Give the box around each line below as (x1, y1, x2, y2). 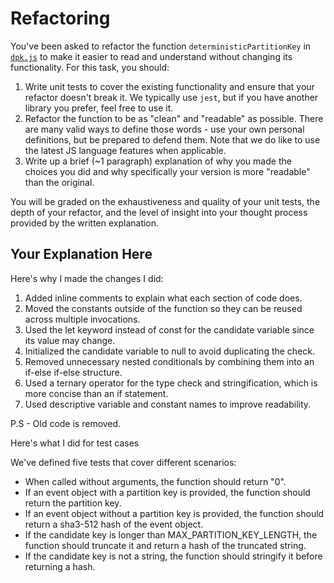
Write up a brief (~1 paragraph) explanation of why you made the (24, 155, 292, 167)
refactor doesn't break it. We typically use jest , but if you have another (24, 91, 319, 103)
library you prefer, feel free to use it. (24, 102, 174, 114)
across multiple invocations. (24, 313, 141, 325)
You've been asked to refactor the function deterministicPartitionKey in (10, 40, 312, 52)
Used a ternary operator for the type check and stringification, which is (24, 377, 318, 389)
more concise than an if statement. (24, 387, 169, 399)
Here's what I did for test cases (10, 437, 140, 449)
